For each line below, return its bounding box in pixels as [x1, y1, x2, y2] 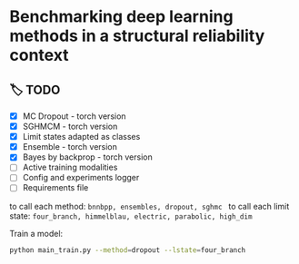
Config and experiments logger [22, 172, 140, 183]
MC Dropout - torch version [22, 111, 126, 122]
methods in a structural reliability [9, 25, 265, 46]
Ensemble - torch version [22, 142, 118, 152]
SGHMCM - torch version [22, 121, 118, 132]
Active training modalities [22, 161, 118, 173]
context [9, 45, 70, 65]
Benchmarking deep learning [9, 6, 234, 27]
